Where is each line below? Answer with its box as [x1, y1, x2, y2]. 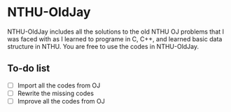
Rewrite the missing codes [17, 89, 94, 97]
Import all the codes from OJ [17, 81, 101, 90]
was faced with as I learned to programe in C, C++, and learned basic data [7, 34, 223, 43]
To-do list [7, 62, 50, 74]
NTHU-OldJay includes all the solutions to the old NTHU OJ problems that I [7, 27, 225, 36]
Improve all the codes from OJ [17, 97, 105, 105]
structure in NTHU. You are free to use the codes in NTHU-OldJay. [7, 42, 199, 50]
